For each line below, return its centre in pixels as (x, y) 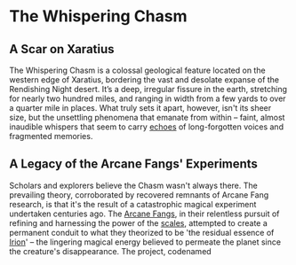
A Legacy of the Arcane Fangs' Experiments (133, 164)
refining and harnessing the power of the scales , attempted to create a (139, 222)
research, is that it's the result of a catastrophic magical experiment (133, 204)
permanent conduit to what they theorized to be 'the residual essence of (142, 232)
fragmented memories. (51, 136)
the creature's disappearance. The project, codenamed (110, 251)
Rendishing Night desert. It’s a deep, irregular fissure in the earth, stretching (148, 89)
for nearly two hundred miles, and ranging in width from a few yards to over (148, 98)
